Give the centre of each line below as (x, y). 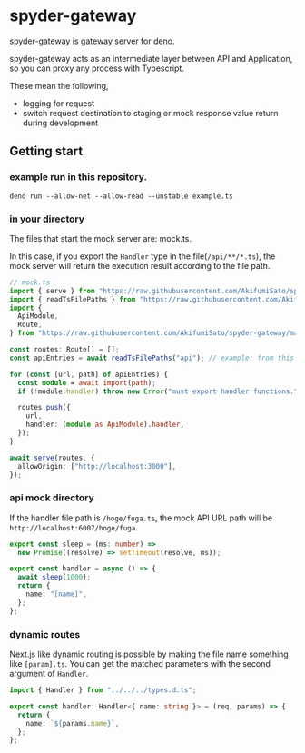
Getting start (46, 151)
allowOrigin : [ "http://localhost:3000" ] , (97, 466)
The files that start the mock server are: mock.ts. (101, 238)
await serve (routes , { (52, 458)
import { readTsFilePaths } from (73, 299)
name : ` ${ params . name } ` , (73, 723)
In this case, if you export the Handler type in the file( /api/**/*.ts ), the (143, 256)
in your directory (47, 219)
